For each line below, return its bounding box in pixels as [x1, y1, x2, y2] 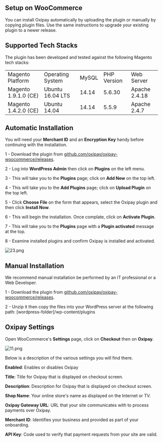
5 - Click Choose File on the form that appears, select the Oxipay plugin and [5, 199, 158, 205]
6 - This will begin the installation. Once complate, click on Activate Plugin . [5, 214, 156, 220]
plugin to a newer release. [5, 27, 57, 33]
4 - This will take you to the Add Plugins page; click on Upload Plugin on [5, 185, 151, 191]
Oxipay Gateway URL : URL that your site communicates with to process [5, 402, 149, 408]
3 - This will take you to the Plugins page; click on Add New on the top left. [5, 175, 156, 181]
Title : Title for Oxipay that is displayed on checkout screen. [5, 374, 124, 380]
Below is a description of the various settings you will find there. [5, 355, 133, 361]
